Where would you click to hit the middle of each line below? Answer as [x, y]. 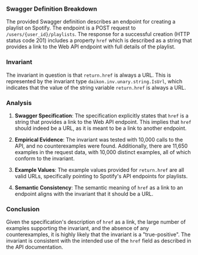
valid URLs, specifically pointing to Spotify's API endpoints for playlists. [101, 176]
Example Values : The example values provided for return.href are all [99, 169]
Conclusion [23, 209]
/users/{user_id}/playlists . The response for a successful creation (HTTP [98, 34]
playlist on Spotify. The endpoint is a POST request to [71, 28]
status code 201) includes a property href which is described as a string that [99, 41]
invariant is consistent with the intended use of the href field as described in [99, 241]
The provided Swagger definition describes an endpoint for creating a [91, 22]
